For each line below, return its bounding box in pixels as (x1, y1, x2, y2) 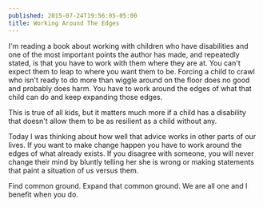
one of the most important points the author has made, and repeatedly (8, 50, 240, 59)
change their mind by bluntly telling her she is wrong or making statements (8, 157, 254, 166)
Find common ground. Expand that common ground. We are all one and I (8, 181, 248, 190)
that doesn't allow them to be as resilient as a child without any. (8, 116, 217, 125)
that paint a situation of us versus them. (8, 165, 139, 175)
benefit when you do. (8, 189, 78, 199)
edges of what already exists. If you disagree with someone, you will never (8, 149, 254, 158)
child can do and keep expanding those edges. (8, 92, 163, 102)
